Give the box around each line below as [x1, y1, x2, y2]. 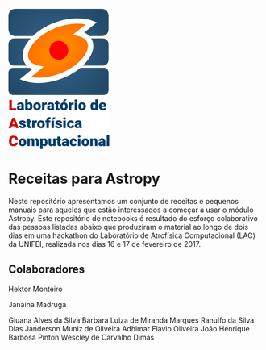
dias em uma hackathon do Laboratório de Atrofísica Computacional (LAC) [8, 231, 256, 240]
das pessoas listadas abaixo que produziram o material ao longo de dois [8, 222, 248, 231]
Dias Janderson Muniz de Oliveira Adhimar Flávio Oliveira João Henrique [8, 323, 250, 333]
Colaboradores [8, 263, 85, 277]
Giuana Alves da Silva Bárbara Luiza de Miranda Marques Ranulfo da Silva [8, 315, 255, 325]
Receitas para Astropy [8, 170, 160, 188]
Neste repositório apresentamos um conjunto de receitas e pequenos [8, 196, 239, 206]
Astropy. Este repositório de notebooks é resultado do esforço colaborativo [8, 213, 258, 223]
